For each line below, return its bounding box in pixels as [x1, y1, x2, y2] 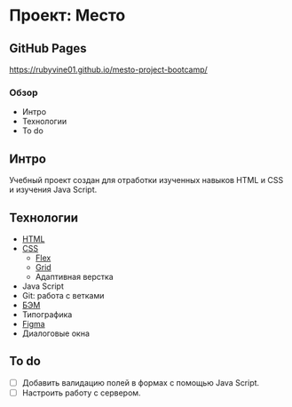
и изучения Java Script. [9, 184, 98, 196]
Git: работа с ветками [21, 290, 105, 300]
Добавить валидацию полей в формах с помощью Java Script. [21, 377, 260, 387]
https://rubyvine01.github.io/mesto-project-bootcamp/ [9, 64, 209, 75]
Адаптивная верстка [35, 271, 114, 282]
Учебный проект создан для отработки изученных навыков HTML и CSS [9, 175, 284, 186]
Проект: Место [9, 5, 126, 26]
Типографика [21, 308, 73, 320]
